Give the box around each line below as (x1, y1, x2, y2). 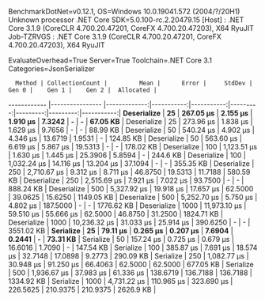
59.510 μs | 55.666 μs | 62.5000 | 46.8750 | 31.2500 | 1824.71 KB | (8, 210, 224, 218)
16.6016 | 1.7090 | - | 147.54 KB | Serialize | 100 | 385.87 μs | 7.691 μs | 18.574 (8, 243, 258, 252)
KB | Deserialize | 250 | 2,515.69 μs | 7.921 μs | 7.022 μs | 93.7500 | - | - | (8, 176, 244, 185)
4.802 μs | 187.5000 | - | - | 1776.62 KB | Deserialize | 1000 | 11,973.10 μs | (8, 201, 247, 210)
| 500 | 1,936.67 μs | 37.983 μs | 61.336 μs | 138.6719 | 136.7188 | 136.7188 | (8, 268, 253, 277)
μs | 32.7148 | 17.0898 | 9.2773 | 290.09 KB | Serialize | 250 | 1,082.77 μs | (8, 251, 249, 260)
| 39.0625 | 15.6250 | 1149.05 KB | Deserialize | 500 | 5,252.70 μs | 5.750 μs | (8, 193, 258, 202)
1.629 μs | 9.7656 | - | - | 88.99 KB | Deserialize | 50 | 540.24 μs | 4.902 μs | (8, 126, 255, 134)
